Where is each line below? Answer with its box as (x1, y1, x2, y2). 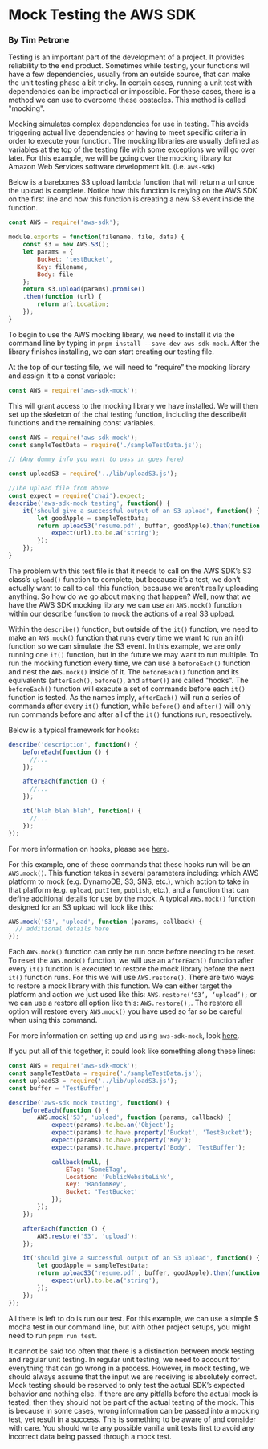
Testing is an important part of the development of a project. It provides (8, 52, 245, 62)
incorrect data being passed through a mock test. (8, 1431, 173, 1441)
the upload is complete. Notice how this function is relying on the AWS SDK (8, 186, 258, 196)
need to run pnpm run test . (8, 1330, 98, 1340)
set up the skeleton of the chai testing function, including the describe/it (8, 409, 247, 419)
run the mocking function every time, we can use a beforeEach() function (8, 658, 251, 668)
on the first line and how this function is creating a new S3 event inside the (8, 194, 255, 204)
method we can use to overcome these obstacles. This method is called (8, 95, 246, 105)
